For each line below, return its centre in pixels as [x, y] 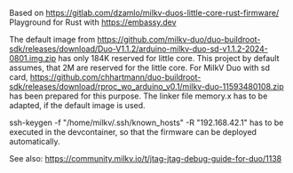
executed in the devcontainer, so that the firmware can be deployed [133, 132]
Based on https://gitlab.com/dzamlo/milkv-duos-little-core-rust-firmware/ [144, 13]
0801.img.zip [33, 58]
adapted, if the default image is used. [77, 105]
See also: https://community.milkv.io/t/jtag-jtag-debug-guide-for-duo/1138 [146, 158]
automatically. [35, 142]
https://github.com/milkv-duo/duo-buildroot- [179, 39]
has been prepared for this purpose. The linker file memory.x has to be [139, 96]
